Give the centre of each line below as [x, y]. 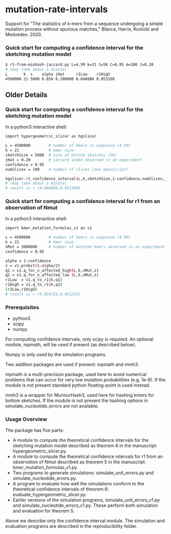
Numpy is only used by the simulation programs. [56, 354]
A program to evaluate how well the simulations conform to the [78, 484]
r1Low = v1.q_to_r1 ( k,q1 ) [34, 280]
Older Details [26, 95]
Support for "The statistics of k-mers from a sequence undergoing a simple [84, 24]
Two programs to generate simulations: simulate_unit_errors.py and [83, 473]
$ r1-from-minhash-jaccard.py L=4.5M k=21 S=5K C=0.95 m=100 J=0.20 [79, 65]
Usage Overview [26, 419]
